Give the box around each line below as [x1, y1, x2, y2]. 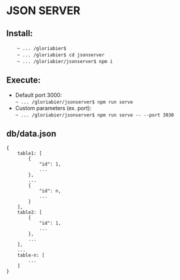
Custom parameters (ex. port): [15, 104, 92, 112]
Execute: [6, 75, 41, 86]
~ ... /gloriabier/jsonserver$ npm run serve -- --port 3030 [15, 112, 175, 118]
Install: [6, 28, 34, 39]
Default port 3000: [15, 91, 62, 99]
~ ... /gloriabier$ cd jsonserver [17, 52, 105, 58]
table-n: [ [17, 252, 45, 258]
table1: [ [17, 150, 43, 156]
